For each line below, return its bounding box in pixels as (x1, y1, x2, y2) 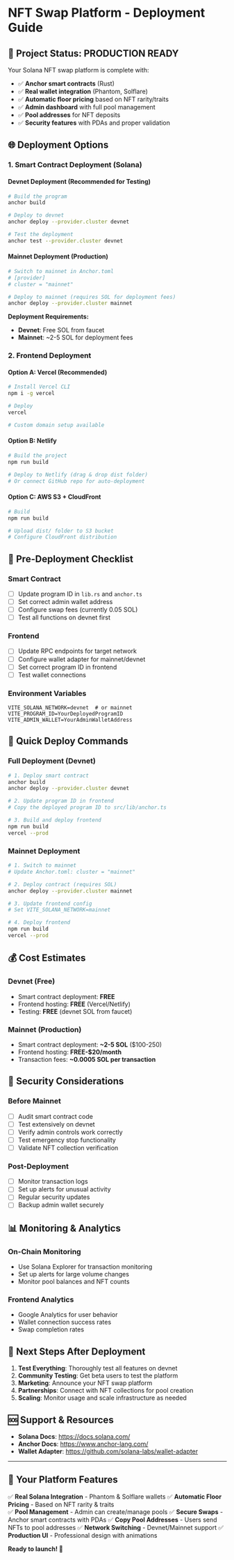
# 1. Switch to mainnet (8, 862, 77, 869)
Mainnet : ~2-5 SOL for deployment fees (17, 333, 133, 342)
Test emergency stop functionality (17, 1136, 117, 1144)
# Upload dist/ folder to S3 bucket (8, 527, 114, 534)
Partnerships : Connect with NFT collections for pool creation (17, 1387, 194, 1395)
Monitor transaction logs (17, 1177, 89, 1186)
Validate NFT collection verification (17, 1143, 119, 1152)
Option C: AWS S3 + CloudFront (8, 493, 101, 501)
